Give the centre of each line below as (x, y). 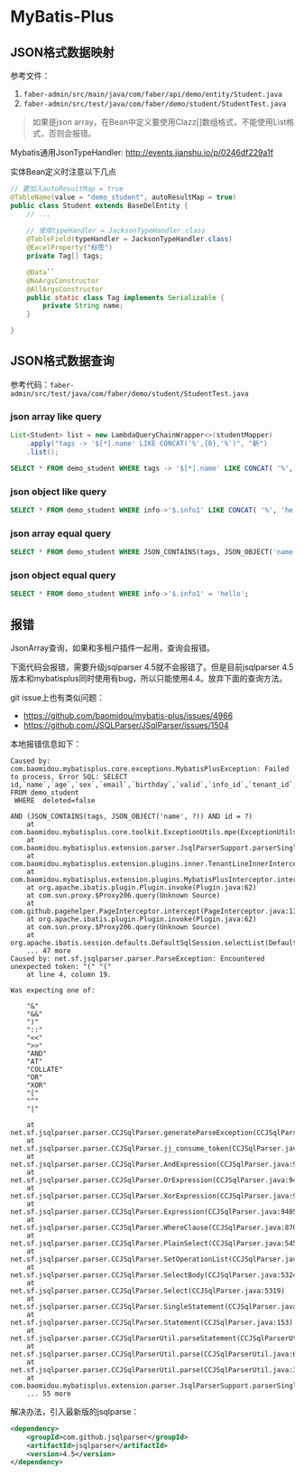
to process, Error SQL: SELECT (69, 776)
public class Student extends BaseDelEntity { (99, 205)
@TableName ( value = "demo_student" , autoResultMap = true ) (124, 197)
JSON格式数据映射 (63, 52)
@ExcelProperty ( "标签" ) (70, 248)
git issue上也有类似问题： (58, 697)
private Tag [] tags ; (65, 256)
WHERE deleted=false (55, 800)
